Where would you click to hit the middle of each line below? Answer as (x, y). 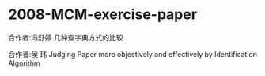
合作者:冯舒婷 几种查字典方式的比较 (66, 37)
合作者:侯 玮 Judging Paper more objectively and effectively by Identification (132, 54)
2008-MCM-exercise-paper (103, 15)
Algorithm (24, 63)
